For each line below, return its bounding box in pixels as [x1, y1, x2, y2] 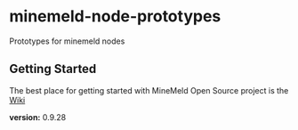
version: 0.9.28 [9, 111, 67, 122]
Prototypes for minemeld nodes [9, 36, 125, 46]
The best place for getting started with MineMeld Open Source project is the [9, 85, 289, 95]
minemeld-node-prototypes [9, 6, 221, 27]
